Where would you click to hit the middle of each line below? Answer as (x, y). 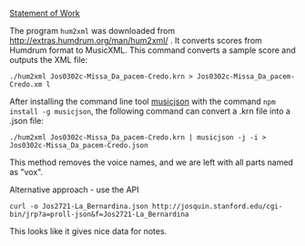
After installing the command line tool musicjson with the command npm (142, 101)
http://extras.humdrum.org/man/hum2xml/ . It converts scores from (136, 41)
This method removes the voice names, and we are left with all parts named (152, 162)
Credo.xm (26, 85)
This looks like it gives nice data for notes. (88, 231)
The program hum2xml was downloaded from (92, 31)
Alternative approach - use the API (74, 190)
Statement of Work (45, 13)
